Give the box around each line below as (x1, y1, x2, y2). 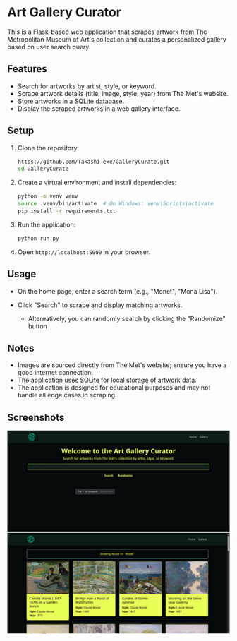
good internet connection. (17, 369, 94, 377)
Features (7, 63, 47, 75)
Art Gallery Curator (7, 4, 122, 20)
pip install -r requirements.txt (17, 208, 116, 215)
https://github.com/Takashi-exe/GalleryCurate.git (17, 158, 170, 165)
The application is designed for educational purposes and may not (17, 383, 211, 392)
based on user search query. (7, 42, 91, 51)
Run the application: (17, 220, 76, 229)
